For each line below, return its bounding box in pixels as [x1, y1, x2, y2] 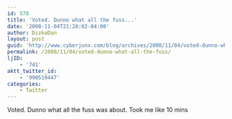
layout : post [7, 36, 45, 43]
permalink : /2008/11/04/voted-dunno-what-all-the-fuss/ [7, 49, 171, 56]
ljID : [7, 55, 23, 62]
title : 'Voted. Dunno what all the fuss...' [7, 17, 137, 23]
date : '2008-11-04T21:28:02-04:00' [7, 23, 110, 30]
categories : [7, 80, 41, 87]
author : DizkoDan [7, 29, 57, 36]
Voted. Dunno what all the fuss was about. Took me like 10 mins [7, 106, 188, 114]
